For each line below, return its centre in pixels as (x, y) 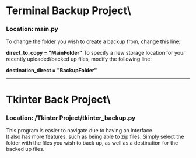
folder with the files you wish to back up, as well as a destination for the (92, 143)
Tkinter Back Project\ (58, 99)
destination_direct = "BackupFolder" (52, 71)
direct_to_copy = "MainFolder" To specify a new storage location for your (96, 53)
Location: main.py (32, 29)
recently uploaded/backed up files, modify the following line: (79, 59)
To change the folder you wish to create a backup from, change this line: (93, 41)
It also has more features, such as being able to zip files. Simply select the (95, 136)
